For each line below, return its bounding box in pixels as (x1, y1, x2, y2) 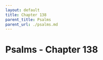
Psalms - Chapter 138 (5, 44, 98, 55)
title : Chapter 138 (5, 12, 47, 17)
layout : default (5, 7, 40, 13)
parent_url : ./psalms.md (5, 22, 58, 27)
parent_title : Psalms (5, 17, 51, 22)
